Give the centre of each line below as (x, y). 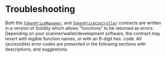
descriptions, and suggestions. (37, 49)
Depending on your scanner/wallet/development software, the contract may (83, 33)
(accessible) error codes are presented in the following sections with (76, 44)
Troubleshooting (40, 9)
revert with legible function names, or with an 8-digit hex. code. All (73, 39)
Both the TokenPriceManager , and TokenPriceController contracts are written (83, 23)
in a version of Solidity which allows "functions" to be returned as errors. (80, 28)
